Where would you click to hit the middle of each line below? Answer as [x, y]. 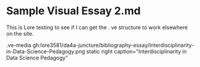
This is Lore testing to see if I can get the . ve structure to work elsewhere [97, 27]
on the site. [20, 33]
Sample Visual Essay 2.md [73, 11]
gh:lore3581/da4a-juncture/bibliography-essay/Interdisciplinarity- [113, 45]
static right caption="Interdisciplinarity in [137, 51]
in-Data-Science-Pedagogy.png [46, 51]
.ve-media [19, 45]
